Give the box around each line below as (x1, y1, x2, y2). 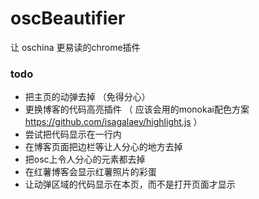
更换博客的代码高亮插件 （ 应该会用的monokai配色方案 (24, 103, 250, 116)
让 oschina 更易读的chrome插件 (10, 41, 141, 53)
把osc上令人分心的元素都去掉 (24, 153, 146, 166)
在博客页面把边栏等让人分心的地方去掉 (24, 141, 183, 153)
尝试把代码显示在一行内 (24, 128, 122, 141)
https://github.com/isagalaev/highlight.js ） (24, 116, 203, 128)
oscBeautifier (10, 7, 126, 30)
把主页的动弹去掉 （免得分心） (24, 91, 151, 103)
